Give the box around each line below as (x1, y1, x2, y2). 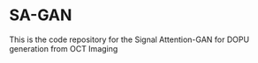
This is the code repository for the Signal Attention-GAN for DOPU (9, 34, 250, 45)
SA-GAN (9, 5, 72, 25)
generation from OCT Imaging (9, 43, 118, 53)
